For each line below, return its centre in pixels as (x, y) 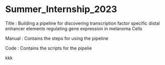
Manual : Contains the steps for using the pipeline (57, 38)
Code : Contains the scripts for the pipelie (49, 48)
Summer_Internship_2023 (61, 9)
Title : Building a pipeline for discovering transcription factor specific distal (82, 23)
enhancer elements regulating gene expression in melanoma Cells (74, 28)
